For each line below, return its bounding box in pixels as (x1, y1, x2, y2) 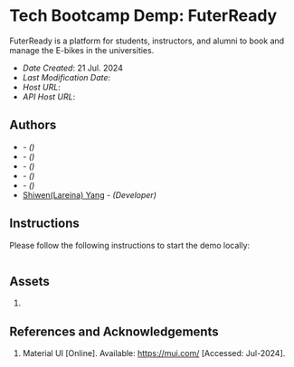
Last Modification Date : (22, 71, 111, 82)
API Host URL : (22, 91, 76, 102)
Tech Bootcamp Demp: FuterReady (9, 5, 278, 26)
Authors (9, 118, 57, 133)
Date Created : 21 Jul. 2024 (22, 62, 124, 73)
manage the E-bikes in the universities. (9, 44, 155, 55)
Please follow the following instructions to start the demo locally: (9, 240, 251, 250)
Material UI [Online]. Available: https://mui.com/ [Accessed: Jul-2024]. (22, 348, 286, 359)
